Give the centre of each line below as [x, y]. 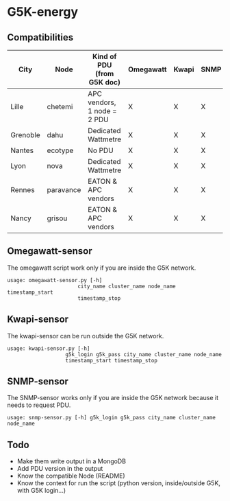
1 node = [103, 111]
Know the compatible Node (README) [71, 476]
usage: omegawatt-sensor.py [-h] [55, 280]
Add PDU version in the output [60, 469]
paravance [64, 190]
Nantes [22, 150]
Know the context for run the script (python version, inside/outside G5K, [119, 483]
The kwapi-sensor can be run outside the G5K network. [86, 336]
